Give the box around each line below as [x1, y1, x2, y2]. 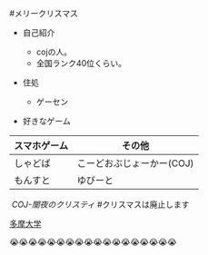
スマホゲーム [14, 140, 69, 152]
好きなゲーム [22, 116, 71, 126]
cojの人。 [35, 46, 73, 57]
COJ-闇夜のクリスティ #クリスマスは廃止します [11, 199, 190, 210]
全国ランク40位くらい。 [35, 58, 127, 68]
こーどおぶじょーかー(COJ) [76, 157, 194, 170]
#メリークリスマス [9, 8, 79, 18]
